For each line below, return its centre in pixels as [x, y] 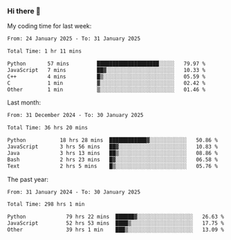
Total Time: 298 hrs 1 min [46, 204]
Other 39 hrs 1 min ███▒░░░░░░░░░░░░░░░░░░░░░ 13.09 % [116, 230]
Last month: [24, 102]
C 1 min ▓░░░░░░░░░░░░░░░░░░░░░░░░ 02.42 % [107, 83]
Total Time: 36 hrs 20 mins [48, 128]
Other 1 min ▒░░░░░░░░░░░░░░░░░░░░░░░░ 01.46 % [107, 89]
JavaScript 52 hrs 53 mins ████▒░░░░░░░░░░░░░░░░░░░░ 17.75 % [116, 223]
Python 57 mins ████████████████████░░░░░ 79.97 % [107, 64]
